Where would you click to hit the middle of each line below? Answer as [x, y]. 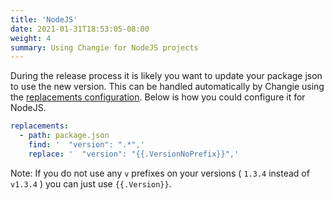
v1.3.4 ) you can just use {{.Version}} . [91, 183]
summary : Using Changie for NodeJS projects [104, 47]
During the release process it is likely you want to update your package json [166, 76]
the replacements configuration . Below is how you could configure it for [158, 97]
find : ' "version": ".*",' [86, 145]
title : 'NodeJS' [44, 19]
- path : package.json [64, 136]
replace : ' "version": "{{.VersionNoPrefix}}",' [134, 154]
